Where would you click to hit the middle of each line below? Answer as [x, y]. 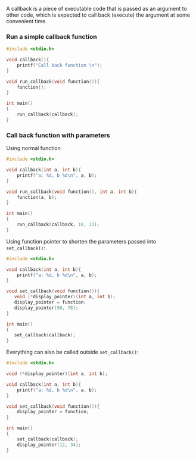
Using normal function [33, 148]
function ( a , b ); [37, 197]
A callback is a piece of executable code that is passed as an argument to [97, 9]
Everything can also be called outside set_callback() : [72, 352]
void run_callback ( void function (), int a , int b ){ [71, 192]
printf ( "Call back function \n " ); [60, 65]
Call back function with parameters [58, 135]
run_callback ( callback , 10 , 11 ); [58, 225]
